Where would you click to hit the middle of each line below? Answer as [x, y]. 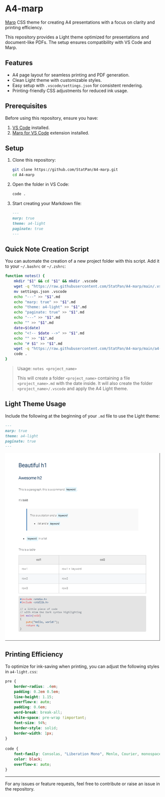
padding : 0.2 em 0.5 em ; [37, 692]
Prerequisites [26, 106]
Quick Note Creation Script [47, 249]
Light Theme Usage [36, 404]
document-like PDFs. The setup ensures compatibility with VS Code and [78, 42]
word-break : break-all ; [38, 713]
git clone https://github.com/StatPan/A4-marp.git [65, 170]
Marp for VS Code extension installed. [51, 133]
